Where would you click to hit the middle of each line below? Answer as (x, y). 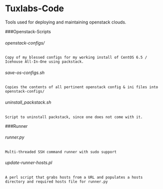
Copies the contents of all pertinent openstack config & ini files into (82, 87)
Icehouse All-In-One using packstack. (44, 62)
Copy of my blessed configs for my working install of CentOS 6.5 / (76, 58)
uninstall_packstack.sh (28, 102)
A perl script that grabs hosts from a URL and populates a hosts (74, 177)
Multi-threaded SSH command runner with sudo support (61, 152)
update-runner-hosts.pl (29, 163)
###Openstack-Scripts (28, 31)
